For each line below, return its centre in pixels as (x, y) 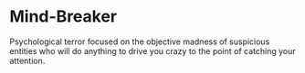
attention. (27, 60)
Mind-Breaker (63, 17)
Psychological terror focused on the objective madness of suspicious (140, 41)
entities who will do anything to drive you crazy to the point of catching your (152, 50)
